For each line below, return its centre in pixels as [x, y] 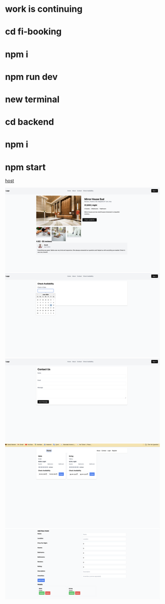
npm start [25, 167]
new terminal [32, 99]
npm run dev [31, 77]
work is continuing [44, 9]
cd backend [29, 122]
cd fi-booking [33, 32]
